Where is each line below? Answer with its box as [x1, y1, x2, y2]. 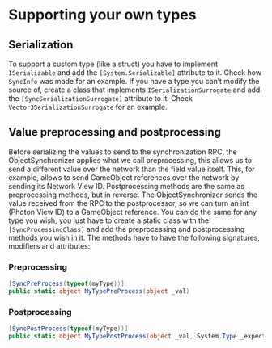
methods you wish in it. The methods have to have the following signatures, [8, 233, 261, 242]
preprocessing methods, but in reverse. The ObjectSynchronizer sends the [8, 190, 257, 199]
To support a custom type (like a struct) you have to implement [8, 59, 219, 69]
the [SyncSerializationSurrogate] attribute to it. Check [8, 94, 193, 103]
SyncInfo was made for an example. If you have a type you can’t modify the [8, 77, 260, 86]
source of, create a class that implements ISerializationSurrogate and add [8, 85, 261, 94]
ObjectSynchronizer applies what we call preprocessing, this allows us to [8, 155, 253, 165]
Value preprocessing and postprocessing [8, 125, 221, 139]
